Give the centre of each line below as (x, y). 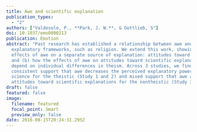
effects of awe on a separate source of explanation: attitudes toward (101, 55)
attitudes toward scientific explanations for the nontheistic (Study (99, 82)
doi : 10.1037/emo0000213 (36, 33)
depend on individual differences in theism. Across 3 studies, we (96, 66)
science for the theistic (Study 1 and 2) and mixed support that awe (99, 77)
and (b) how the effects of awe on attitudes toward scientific (91, 60)
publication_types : (30, 17)
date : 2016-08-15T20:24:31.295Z (45, 120)
